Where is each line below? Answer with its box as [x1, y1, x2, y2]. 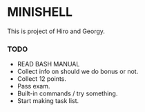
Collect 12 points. [17, 75, 67, 83]
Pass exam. [17, 82, 50, 91]
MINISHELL [7, 4, 73, 20]
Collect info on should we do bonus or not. [17, 67, 139, 76]
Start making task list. [17, 97, 79, 105]
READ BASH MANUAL [17, 60, 80, 68]
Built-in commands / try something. [17, 89, 118, 97]
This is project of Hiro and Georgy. [7, 27, 106, 35]
